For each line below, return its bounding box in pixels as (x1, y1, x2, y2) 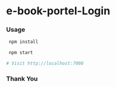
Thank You (6, 74, 38, 83)
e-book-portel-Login (6, 4, 111, 18)
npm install (8, 39, 39, 45)
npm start (8, 49, 33, 56)
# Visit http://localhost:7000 (6, 61, 84, 67)
